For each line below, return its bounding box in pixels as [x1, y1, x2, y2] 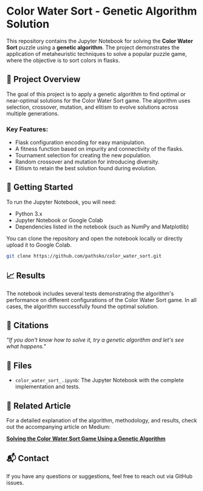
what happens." [6, 343, 47, 350]
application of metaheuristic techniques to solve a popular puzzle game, [6, 50, 187, 57]
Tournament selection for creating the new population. [15, 152, 152, 159]
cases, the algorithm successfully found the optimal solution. [6, 303, 159, 310]
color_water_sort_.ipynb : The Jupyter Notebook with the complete [15, 377, 184, 384]
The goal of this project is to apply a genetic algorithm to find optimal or [6, 90, 186, 98]
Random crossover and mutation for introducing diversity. [15, 158, 160, 165]
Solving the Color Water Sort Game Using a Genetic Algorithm [6, 434, 166, 442]
